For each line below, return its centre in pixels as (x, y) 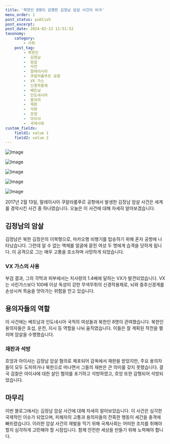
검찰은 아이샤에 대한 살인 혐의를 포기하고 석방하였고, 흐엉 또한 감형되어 (80, 374)
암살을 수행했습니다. (34, 335)
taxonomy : (16, 34)
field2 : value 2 (32, 138)
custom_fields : (21, 128)
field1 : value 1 (32, 133)
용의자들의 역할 (28, 308)
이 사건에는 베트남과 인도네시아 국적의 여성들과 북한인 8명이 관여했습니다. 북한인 (84, 322)
